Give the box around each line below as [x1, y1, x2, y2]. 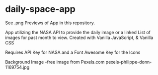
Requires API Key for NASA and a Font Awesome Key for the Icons [5, 49, 141, 55]
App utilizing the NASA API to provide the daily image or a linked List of [5, 29, 151, 35]
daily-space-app [5, 3, 76, 15]
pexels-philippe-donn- [105, 59, 152, 65]
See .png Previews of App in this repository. [5, 20, 95, 26]
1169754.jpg [5, 64, 30, 70]
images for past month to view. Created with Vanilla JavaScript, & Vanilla [5, 35, 154, 40]
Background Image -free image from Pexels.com [5, 59, 105, 65]
